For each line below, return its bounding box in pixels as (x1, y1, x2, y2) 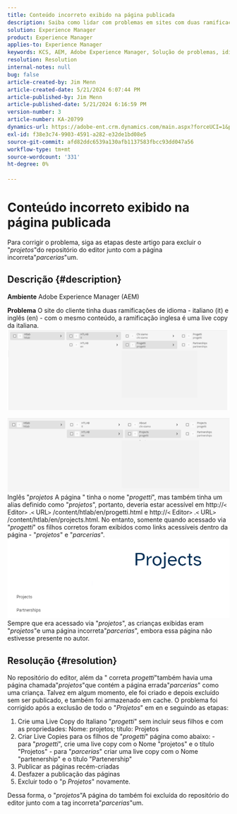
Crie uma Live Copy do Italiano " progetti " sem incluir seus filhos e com (17, 717, 224, 726)
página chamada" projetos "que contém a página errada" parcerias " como (7, 680, 219, 689)
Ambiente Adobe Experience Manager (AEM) (7, 292, 140, 301)
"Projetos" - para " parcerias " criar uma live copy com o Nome (17, 747, 199, 755)
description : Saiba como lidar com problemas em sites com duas (7, 18, 200, 26)
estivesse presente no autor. (7, 634, 90, 643)
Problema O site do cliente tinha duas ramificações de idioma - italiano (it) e (7, 306, 229, 314)
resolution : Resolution (7, 57, 78, 64)
